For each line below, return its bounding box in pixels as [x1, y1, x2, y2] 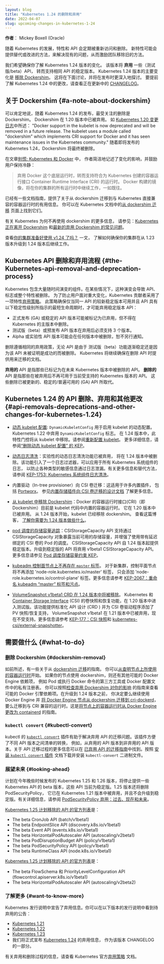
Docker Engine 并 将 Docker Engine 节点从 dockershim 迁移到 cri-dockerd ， [5, 697, 159, 703]
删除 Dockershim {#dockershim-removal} [5, 654, 106, 661]
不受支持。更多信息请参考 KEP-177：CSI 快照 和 [16, 616, 112, 622]
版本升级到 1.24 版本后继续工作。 [5, 241, 72, 247]
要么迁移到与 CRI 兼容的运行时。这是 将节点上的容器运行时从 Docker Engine [5, 703, 157, 709]
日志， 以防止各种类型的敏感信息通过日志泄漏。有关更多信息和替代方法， [12, 465, 160, 471]
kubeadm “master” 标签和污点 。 [18, 581, 83, 587]
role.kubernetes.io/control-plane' [12, 575, 79, 581]
